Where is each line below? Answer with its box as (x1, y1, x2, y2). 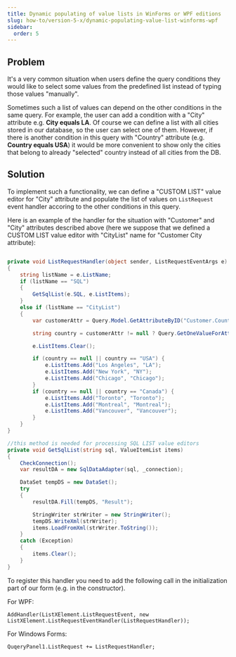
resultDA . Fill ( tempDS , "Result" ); (32, 498, 133, 506)
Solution (7, 168, 45, 180)
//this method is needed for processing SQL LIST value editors (7, 439, 199, 447)
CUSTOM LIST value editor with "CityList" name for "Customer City (7, 230, 202, 239)
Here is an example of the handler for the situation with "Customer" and (7, 215, 215, 224)
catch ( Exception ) (20, 537, 74, 544)
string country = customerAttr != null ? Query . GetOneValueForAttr (32, 330, 234, 337)
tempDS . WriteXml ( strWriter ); (32, 518, 118, 525)
